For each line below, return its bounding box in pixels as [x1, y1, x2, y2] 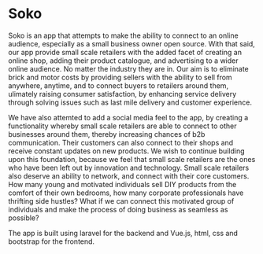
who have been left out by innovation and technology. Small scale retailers [8, 163, 250, 172]
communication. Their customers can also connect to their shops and [8, 138, 234, 147]
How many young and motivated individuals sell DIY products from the [8, 179, 237, 189]
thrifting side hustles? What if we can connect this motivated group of [8, 196, 235, 205]
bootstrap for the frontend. [8, 237, 95, 246]
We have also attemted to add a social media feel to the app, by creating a [8, 112, 249, 122]
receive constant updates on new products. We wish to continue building [8, 146, 245, 156]
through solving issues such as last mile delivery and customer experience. [8, 98, 252, 107]
